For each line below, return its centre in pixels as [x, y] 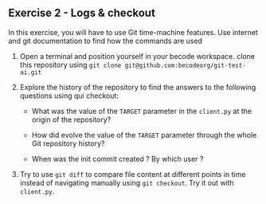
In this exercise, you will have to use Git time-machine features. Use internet [133, 32]
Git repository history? [68, 143]
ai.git [31, 72]
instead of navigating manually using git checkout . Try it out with [127, 182]
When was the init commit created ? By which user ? [117, 159]
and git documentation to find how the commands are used [106, 41]
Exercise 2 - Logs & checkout [82, 13]
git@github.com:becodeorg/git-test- [186, 65]
